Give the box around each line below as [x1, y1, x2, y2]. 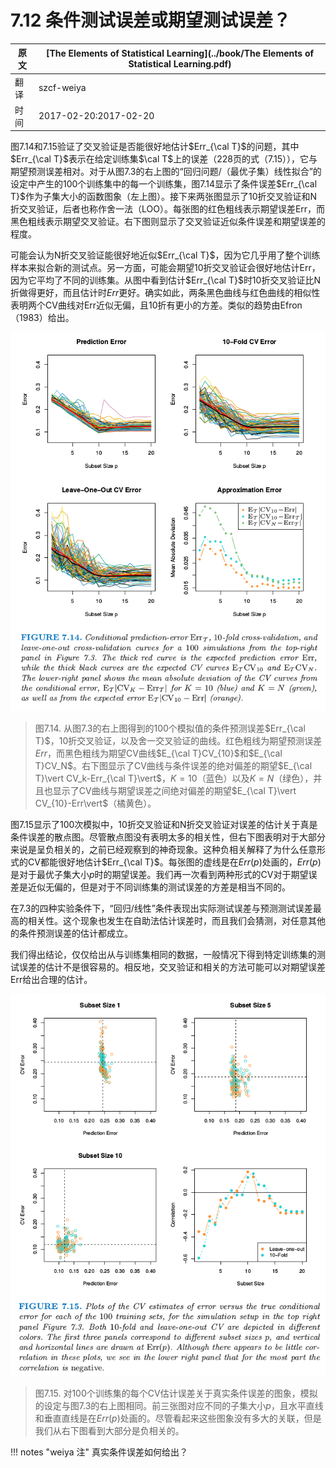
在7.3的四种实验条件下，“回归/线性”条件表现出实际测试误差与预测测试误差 [10, 902, 313, 914]
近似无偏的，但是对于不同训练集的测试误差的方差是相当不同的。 [27, 881, 291, 893]
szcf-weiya [38, 82, 87, 94]
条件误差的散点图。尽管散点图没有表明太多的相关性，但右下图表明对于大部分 [10, 831, 326, 843]
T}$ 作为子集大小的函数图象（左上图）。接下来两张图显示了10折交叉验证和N [10, 191, 318, 203]
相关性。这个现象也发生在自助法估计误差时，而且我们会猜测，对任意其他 [27, 914, 326, 926]
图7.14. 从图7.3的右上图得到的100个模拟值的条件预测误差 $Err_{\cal [34, 722, 306, 734]
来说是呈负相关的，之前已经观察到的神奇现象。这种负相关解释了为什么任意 [10, 843, 317, 855]
